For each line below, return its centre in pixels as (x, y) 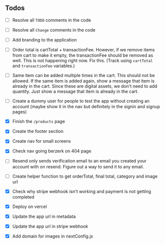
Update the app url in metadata (44, 216)
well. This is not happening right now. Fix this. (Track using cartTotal (82, 61)
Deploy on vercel (29, 206)
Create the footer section (38, 131)
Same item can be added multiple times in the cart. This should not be (83, 76)
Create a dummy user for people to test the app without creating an (81, 101)
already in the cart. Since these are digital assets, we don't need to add (85, 86)
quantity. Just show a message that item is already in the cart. (75, 91)
